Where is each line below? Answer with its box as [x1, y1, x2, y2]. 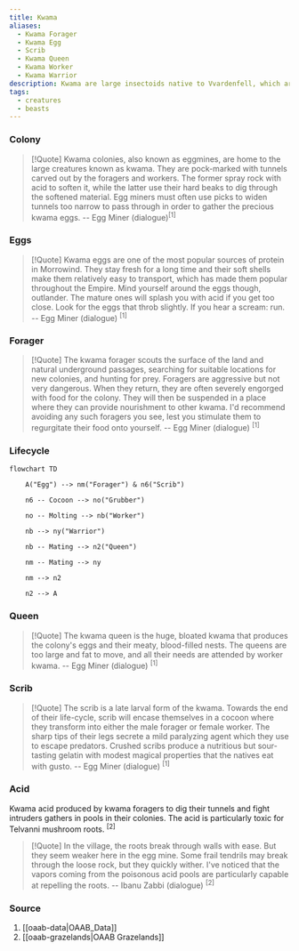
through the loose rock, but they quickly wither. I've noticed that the [30, 859, 280, 870]
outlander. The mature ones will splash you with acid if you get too [30, 292, 275, 302]
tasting [30, 749, 57, 761]
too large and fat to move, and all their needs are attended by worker [30, 649, 283, 659]
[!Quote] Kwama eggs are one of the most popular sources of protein [30, 254, 285, 265]
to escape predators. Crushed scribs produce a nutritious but [30, 740, 256, 751]
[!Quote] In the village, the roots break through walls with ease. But [30, 841, 277, 851]
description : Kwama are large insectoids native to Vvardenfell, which [9, 79, 280, 88]
